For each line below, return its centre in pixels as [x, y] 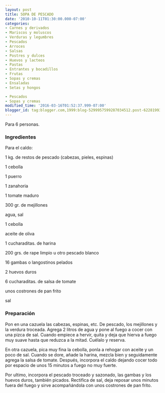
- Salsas [14, 51]
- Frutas [14, 74]
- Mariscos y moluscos [28, 33]
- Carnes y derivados [27, 28]
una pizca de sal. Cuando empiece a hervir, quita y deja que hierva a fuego [81, 335]
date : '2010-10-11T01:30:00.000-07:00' [46, 19]
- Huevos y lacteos [25, 60]
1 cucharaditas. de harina [30, 243]
